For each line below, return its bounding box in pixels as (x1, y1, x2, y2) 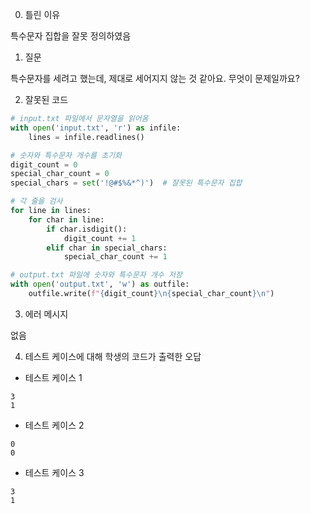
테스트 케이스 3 (24, 466, 85, 478)
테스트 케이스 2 (24, 419, 85, 431)
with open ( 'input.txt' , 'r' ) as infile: (10, 123, 182, 133)
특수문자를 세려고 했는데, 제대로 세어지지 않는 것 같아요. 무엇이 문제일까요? (10, 73, 300, 84)
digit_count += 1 (63, 233, 137, 243)
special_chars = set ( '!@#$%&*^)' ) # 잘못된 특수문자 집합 (10, 178, 243, 188)
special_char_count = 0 (10, 169, 110, 179)
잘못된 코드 (24, 94, 69, 105)
